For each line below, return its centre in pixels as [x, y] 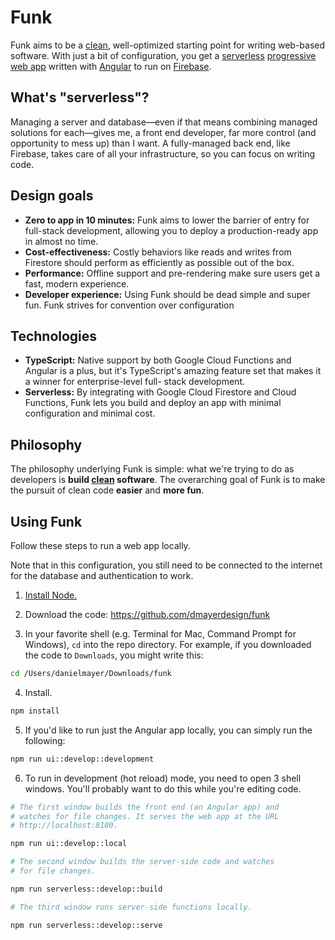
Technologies [54, 336]
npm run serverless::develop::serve [86, 925]
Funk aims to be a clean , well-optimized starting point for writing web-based [168, 45]
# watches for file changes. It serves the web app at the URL [145, 816]
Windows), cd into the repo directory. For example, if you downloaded [168, 644]
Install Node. [51, 595]
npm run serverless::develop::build [86, 889]
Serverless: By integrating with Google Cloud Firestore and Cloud [160, 392]
